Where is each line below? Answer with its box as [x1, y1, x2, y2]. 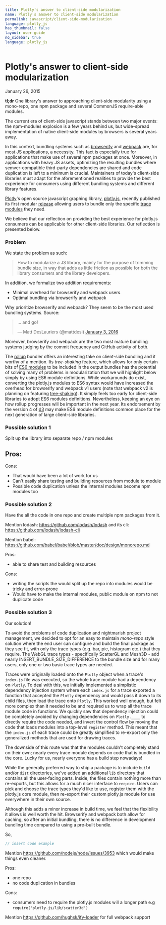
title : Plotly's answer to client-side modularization [5, 7, 121, 12]
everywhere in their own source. [5, 796, 71, 802]
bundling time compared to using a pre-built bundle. [5, 822, 111, 827]
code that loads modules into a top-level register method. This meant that [5, 724, 158, 730]
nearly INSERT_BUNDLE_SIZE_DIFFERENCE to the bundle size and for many [5, 656, 160, 662]
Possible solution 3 [5, 609, 52, 616]
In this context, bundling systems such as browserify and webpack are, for [5, 143, 158, 149]
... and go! [17, 319, 38, 325]
